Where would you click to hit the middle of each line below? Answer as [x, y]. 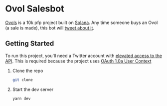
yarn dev [21, 98]
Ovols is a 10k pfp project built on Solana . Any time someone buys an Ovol [82, 22]
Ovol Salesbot [35, 9]
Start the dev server [33, 89]
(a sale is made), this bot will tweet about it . [50, 27]
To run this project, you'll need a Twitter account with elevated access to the [83, 55]
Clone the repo [28, 70]
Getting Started [30, 44]
